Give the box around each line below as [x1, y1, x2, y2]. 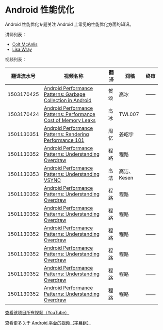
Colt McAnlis [12, 41, 38, 47]
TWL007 [118, 111, 139, 118]
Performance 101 [43, 136, 85, 143]
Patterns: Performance [43, 111, 96, 118]
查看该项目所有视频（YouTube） [5, 309, 69, 315]
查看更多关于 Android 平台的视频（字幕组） [5, 320, 91, 326]
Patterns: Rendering [43, 131, 89, 137]
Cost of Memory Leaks [43, 117, 96, 123]
